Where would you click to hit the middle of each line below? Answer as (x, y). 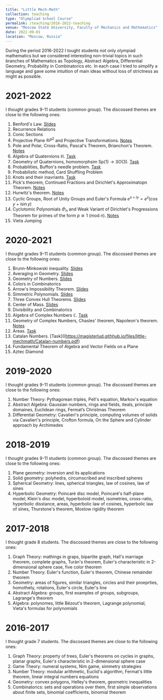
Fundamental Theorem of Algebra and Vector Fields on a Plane (75, 346)
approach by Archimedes (38, 425)
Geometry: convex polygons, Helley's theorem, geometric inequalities (82, 682)
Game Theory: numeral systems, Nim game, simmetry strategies (77, 666)
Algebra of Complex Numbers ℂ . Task (50, 315)
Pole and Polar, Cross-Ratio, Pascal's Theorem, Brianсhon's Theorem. (82, 146)
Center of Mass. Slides (35, 304)
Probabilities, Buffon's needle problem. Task (57, 167)
